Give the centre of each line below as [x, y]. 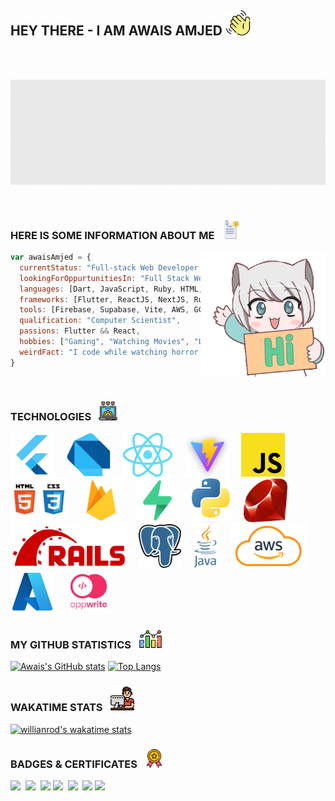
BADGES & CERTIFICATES [74, 764]
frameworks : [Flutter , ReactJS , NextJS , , [140, 299]
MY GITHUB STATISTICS [71, 644]
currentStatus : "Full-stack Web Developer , [145, 267]
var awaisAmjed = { [51, 257]
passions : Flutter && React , [80, 331]
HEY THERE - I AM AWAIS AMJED [116, 31]
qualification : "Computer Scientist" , [100, 321]
